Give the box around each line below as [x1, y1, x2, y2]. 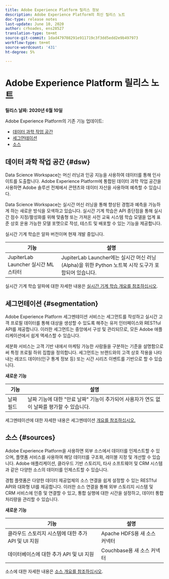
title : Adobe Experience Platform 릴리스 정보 [5, 7, 100, 13]
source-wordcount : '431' [5, 45, 57, 50]
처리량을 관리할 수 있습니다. [5, 496, 59, 502]
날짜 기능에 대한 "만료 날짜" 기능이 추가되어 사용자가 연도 [27, 396, 154, 403]
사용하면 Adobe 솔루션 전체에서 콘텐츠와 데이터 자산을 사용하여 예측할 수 [5, 184, 148, 190]
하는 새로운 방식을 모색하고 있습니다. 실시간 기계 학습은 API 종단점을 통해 [10, 208, 153, 214]
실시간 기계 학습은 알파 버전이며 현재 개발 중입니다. [5, 231, 105, 237]
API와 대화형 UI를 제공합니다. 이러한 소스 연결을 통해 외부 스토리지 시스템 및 [5, 483, 153, 489]
